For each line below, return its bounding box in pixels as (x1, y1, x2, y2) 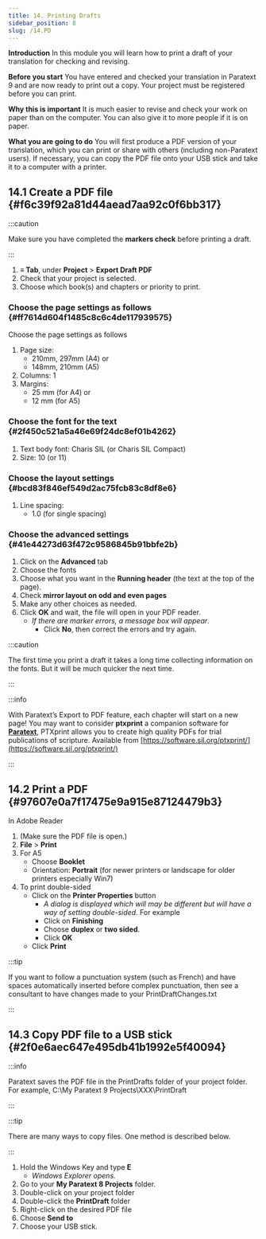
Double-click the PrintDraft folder (19, 1196, 131, 1206)
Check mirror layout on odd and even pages (19, 591, 167, 600)
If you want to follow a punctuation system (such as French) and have (8, 972, 237, 982)
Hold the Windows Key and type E (19, 1163, 132, 1171)
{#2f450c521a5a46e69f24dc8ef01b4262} (8, 426, 177, 437)
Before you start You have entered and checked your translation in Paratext (8, 72, 256, 82)
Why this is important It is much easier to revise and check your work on (8, 104, 248, 114)
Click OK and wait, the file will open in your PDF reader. (19, 608, 201, 617)
